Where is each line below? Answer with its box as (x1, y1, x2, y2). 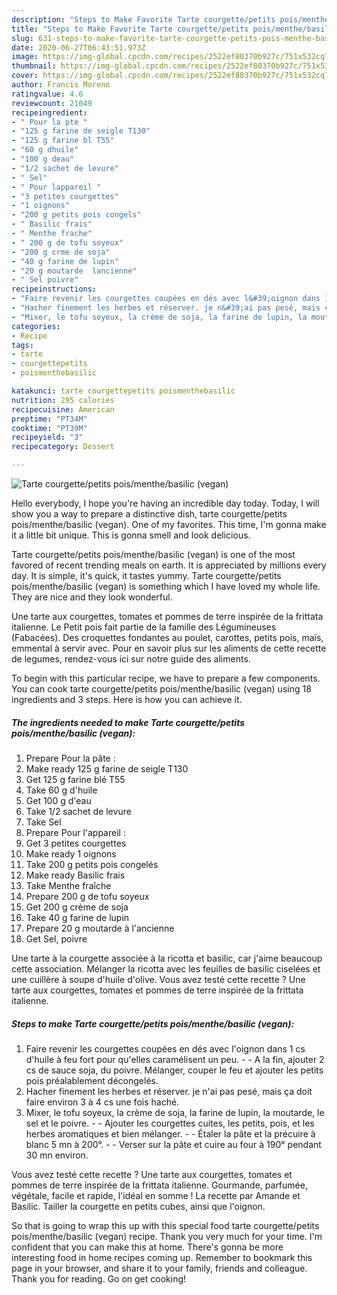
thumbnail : (11, 61, 57, 71)
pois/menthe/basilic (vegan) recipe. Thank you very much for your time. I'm (11, 1230, 323, 1242)
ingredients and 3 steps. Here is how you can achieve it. (11, 694, 243, 705)
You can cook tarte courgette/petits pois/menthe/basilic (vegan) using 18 (11, 683, 312, 695)
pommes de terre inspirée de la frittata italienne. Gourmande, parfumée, (11, 1179, 308, 1191)
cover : (11, 71, 39, 81)
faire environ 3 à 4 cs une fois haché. (25, 1096, 180, 1108)
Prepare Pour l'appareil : (25, 826, 126, 838)
